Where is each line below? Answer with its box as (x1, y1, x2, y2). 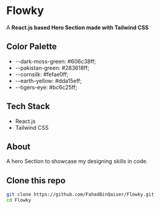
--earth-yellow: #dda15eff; (15, 77, 82, 84)
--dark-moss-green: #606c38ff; (15, 57, 96, 65)
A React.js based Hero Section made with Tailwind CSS (6, 24, 149, 31)
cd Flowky (6, 197, 32, 204)
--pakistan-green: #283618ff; (15, 64, 90, 71)
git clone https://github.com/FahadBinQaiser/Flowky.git (6, 191, 155, 198)
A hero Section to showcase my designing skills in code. (6, 158, 148, 165)
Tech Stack (6, 101, 50, 112)
